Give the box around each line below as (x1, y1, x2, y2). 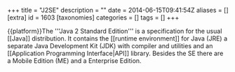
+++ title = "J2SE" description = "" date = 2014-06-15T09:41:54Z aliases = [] (7, 6, 229, 14)
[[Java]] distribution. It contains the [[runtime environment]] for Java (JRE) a (7, 34, 228, 43)
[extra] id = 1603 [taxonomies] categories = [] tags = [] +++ (7, 13, 180, 22)
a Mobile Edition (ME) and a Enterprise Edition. (7, 57, 142, 65)
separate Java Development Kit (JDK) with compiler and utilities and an (7, 42, 213, 50)
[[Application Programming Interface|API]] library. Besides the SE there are (7, 49, 224, 57)
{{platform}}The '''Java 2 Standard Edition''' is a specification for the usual (7, 27, 222, 35)
